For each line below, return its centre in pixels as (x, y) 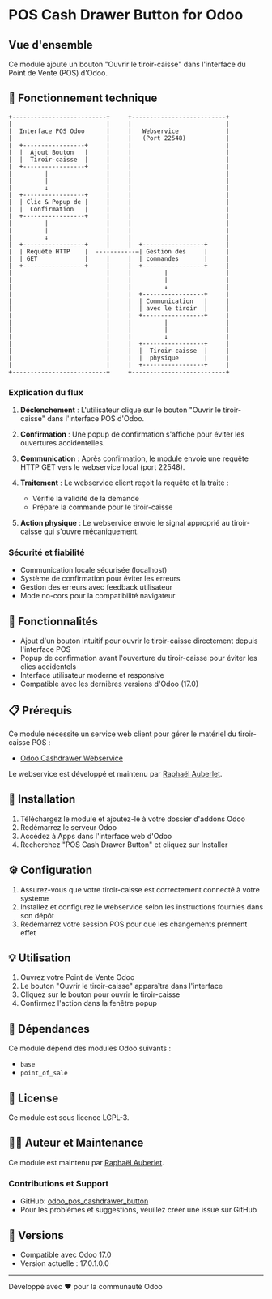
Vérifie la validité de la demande (86, 499)
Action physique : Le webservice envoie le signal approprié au (125, 523)
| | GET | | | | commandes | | (119, 258)
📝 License (34, 1098)
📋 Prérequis (40, 710)
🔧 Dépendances (49, 1029)
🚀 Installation (42, 799)
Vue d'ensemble (51, 45)
